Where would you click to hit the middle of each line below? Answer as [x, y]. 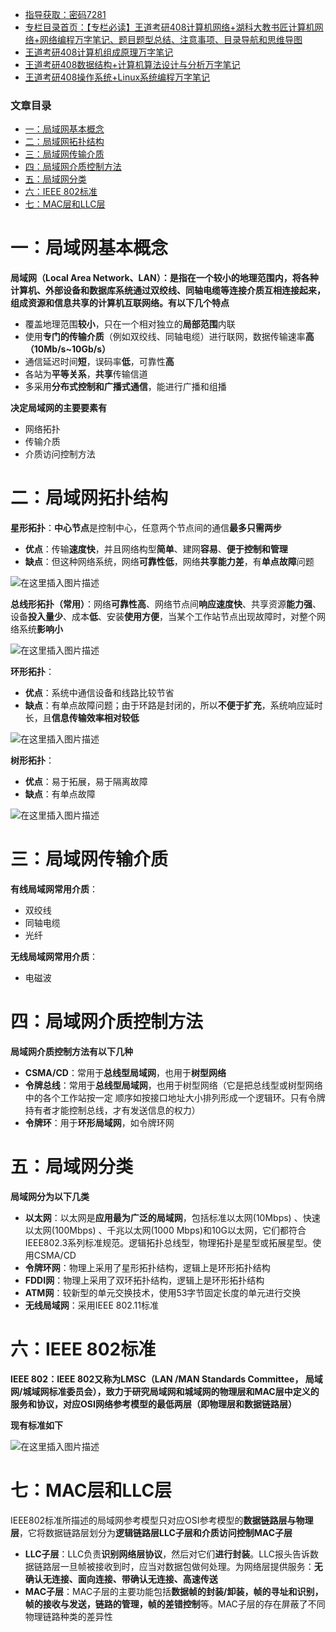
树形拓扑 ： [32, 760]
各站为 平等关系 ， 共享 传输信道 [86, 374]
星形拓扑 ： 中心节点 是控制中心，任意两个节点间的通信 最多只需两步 [146, 528]
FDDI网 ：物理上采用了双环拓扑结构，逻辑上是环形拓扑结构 [144, 1280]
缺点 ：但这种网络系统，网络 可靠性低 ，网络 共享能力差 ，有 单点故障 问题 [169, 562]
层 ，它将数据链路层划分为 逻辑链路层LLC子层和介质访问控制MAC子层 [151, 1532]
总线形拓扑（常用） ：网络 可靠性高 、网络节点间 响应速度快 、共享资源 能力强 [161, 604]
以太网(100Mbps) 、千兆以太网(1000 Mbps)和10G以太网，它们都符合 [165, 1230]
